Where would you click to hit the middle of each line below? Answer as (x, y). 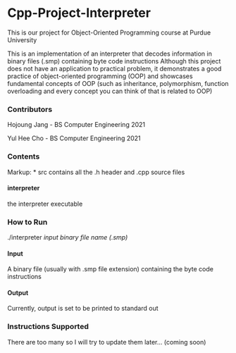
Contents (24, 156)
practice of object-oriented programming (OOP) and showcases (100, 76)
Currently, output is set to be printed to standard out (83, 309)
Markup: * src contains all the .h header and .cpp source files (96, 172)
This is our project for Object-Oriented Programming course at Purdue (109, 32)
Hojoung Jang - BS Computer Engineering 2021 (76, 125)
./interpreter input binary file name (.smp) (68, 237)
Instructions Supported (48, 327)
